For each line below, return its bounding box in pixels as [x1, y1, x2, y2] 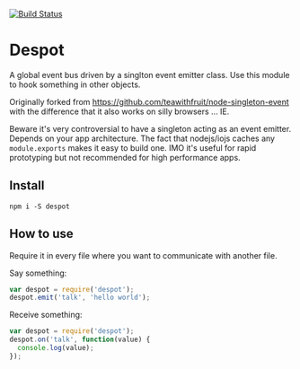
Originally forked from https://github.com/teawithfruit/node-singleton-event [9, 96, 289, 107]
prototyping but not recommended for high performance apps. [9, 152, 241, 163]
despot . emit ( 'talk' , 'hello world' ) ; [9, 293, 151, 303]
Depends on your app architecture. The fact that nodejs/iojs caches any [9, 133, 276, 144]
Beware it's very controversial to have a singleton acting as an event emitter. [9, 123, 292, 134]
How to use [9, 226, 74, 242]
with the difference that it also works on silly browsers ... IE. [9, 106, 230, 117]
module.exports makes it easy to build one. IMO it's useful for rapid [9, 142, 257, 153]
